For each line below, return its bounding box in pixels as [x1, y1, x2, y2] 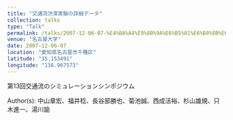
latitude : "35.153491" [7, 55, 73, 62]
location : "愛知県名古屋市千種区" [7, 49, 96, 56]
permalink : [7, 29, 39, 37]
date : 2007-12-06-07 [7, 42, 67, 49]
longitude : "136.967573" [7, 62, 79, 69]
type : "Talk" [7, 23, 45, 30]
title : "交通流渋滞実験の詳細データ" [7, 10, 103, 17]
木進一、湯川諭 [7, 105, 50, 113]
